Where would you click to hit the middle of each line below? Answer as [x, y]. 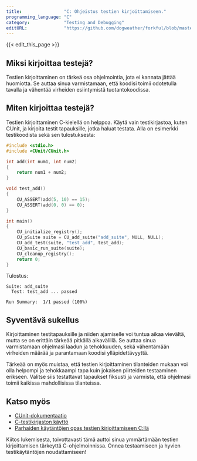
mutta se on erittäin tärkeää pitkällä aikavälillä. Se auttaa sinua [81, 341]
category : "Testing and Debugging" [65, 22]
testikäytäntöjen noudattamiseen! [46, 452]
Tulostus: [17, 276]
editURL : [17, 28]
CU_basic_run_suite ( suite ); [51, 248]
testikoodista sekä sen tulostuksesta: [51, 134]
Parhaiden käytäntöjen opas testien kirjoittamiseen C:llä [82, 428]
